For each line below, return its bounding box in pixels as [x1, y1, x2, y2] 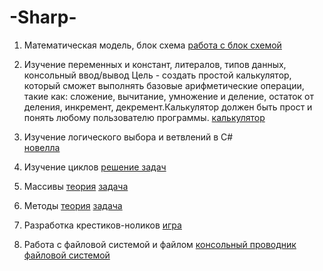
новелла [23, 141, 61, 153]
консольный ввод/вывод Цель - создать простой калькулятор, [23, 69, 292, 81]
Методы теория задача [23, 199, 123, 211]
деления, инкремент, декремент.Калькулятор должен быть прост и [23, 101, 313, 113]
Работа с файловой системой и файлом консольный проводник [23, 238, 297, 250]
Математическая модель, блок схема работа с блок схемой [23, 39, 282, 51]
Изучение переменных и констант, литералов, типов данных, [23, 58, 287, 70]
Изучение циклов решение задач [23, 161, 167, 173]
